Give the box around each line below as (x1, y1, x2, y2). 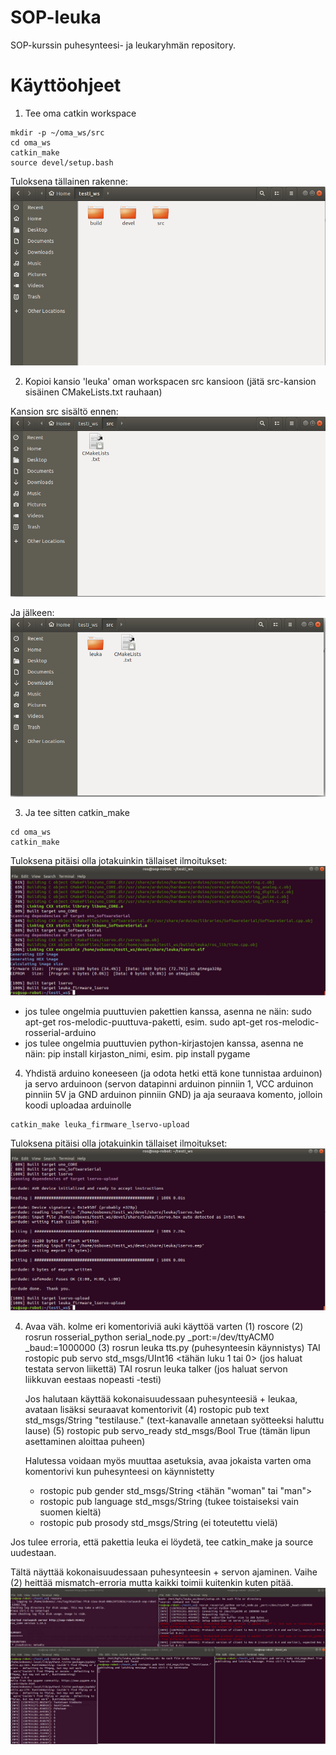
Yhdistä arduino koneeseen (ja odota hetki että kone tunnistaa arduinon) (24, 1067, 323, 1079)
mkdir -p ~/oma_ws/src (10, 127, 105, 138)
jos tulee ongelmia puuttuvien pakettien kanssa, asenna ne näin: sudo (24, 1005, 312, 1017)
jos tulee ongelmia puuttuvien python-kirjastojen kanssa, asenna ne (24, 1037, 304, 1049)
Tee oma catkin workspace (24, 107, 137, 119)
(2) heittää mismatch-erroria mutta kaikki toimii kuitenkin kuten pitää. (10, 1577, 294, 1589)
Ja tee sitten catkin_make (24, 807, 130, 819)
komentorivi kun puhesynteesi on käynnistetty (24, 1466, 215, 1478)
